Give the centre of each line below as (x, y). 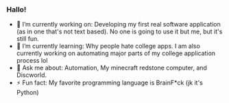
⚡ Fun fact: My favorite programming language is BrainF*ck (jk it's (109, 83)
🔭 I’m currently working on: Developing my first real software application (118, 25)
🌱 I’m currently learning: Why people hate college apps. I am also (108, 46)
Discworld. (32, 75)
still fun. (27, 39)
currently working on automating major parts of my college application (116, 53)
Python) (27, 93)
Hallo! (16, 10)
